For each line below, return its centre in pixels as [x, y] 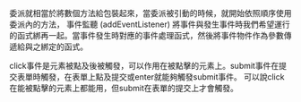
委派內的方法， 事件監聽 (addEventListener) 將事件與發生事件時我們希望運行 [150, 24]
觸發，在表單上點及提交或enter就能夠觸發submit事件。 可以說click [162, 77]
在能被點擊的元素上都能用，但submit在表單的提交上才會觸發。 [124, 88]
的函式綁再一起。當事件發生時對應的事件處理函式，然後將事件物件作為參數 [146, 35]
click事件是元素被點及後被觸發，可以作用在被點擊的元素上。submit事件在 [144, 66]
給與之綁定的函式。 [52, 47]
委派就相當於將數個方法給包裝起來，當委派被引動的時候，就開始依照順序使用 [150, 13]
